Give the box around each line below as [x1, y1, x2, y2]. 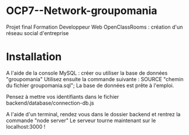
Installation [6, 50, 62, 64]
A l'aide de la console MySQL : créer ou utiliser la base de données [6, 69, 168, 77]
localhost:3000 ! [6, 123, 46, 130]
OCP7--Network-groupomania [6, 4, 157, 18]
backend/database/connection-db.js [6, 99, 95, 106]
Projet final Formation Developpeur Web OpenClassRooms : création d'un [6, 23, 183, 30]
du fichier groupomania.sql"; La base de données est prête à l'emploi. [6, 82, 174, 89]
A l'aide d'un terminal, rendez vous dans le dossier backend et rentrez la [6, 110, 181, 117]
